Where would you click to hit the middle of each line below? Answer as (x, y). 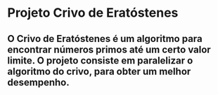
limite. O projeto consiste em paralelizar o (100, 60)
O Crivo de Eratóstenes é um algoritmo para (105, 39)
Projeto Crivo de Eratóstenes (93, 13)
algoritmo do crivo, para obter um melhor (99, 71)
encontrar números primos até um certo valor (109, 49)
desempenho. (38, 82)
